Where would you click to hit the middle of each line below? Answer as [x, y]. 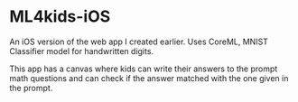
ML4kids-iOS [60, 17]
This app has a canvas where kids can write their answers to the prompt [144, 69]
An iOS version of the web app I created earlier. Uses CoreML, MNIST [139, 42]
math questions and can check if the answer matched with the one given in [149, 78]
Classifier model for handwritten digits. [82, 51]
